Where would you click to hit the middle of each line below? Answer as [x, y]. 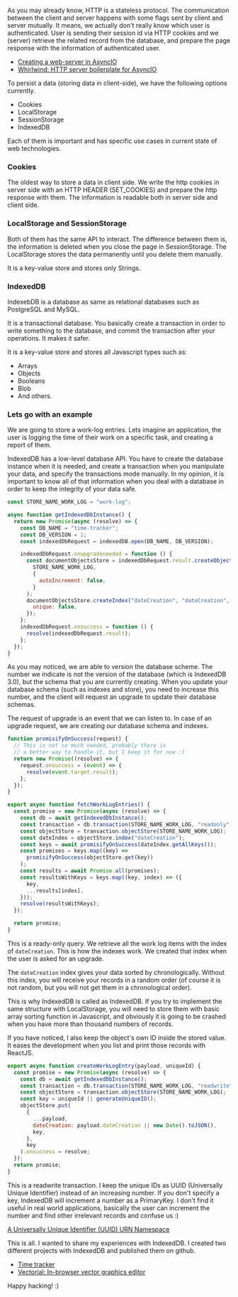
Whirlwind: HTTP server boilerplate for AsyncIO [87, 69]
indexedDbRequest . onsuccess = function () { [87, 627]
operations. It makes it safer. [49, 338]
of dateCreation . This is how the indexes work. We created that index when [117, 951]
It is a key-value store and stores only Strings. [74, 268]
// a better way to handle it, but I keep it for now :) [100, 752]
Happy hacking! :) [33, 1286]
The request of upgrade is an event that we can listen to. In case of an [110, 718]
